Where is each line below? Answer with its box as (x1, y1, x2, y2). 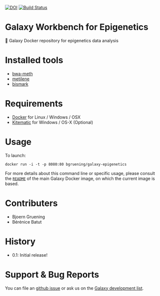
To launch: (5, 152, 26, 158)
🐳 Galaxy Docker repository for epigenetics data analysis (5, 37, 119, 43)
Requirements (5, 98, 63, 109)
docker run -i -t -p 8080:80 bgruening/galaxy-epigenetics (5, 162, 127, 167)
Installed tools (5, 55, 64, 66)
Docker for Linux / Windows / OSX (12, 114, 81, 120)
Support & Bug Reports (5, 269, 99, 280)
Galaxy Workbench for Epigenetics (5, 22, 149, 33)
